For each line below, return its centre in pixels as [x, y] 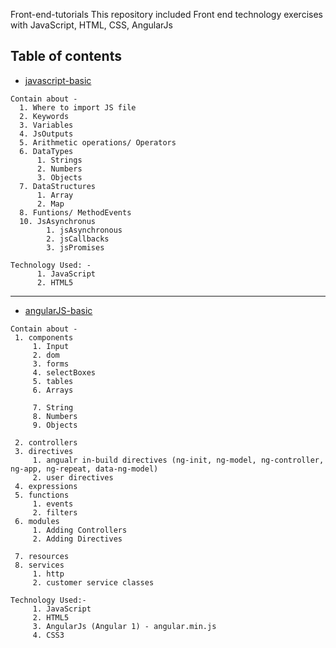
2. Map [50, 204]
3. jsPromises [75, 247]
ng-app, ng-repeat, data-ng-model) [84, 469]
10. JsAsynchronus [58, 221]
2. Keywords [44, 116]
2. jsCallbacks [78, 239]
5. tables [53, 381]
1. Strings [59, 160]
